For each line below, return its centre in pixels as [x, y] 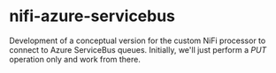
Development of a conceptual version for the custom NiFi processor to [138, 40]
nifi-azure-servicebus [92, 16]
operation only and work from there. [75, 59]
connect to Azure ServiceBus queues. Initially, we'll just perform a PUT [138, 49]
